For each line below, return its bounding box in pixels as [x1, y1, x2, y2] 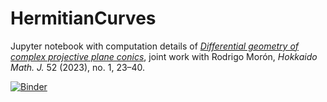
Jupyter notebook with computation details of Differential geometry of [10, 40, 300, 52]
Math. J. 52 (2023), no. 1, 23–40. [10, 61, 146, 73]
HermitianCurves [10, 7, 157, 30]
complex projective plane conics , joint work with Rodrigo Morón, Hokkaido [10, 50, 318, 62]
